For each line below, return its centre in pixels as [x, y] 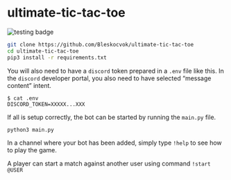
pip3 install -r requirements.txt [57, 57]
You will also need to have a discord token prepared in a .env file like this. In [115, 71]
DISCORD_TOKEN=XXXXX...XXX [46, 104]
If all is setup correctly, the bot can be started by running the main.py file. [112, 117]
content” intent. [29, 85]
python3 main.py [31, 129]
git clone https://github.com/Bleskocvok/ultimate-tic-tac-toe [101, 44]
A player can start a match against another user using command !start [109, 163]
